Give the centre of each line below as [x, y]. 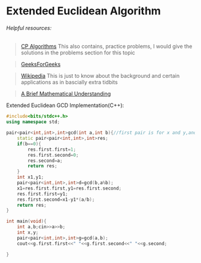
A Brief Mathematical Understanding [66, 94]
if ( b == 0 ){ [29, 144]
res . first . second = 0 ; [53, 155]
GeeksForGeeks [41, 65]
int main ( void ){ [26, 221]
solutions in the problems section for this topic [78, 53]
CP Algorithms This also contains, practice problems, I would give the [106, 47]
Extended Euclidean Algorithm [84, 11]
